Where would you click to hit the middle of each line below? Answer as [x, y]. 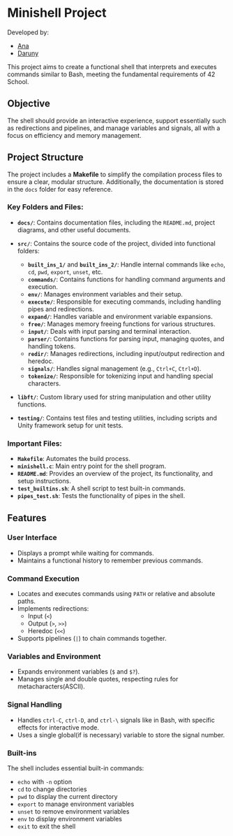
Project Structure [45, 158]
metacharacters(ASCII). [51, 686]
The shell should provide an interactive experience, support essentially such [117, 120]
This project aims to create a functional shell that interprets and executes [112, 66]
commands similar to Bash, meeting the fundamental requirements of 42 [111, 74]
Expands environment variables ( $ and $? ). [78, 672]
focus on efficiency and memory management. [74, 135]
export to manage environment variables [76, 804]
